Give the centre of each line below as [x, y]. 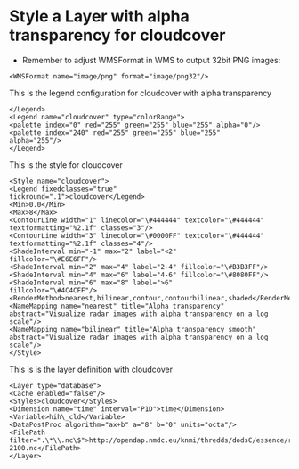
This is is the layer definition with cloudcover [91, 369]
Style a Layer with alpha [99, 16]
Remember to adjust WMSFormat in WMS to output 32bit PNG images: [151, 60]
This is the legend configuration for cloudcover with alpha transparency [141, 93]
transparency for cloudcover [117, 35]
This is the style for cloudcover [66, 165]
